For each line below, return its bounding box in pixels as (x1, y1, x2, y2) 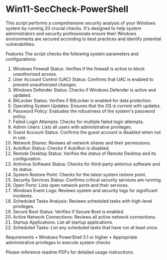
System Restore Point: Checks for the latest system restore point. (12, 171, 147, 177)
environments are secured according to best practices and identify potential (5, 36, 161, 42)
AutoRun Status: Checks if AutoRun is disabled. (12, 145, 110, 151)
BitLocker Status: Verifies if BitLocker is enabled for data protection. (12, 97, 152, 103)
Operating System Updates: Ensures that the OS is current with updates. (12, 103, 161, 109)
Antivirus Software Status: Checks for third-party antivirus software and (12, 161, 161, 167)
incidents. (12, 193, 33, 199)
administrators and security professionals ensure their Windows (5, 30, 137, 36)
